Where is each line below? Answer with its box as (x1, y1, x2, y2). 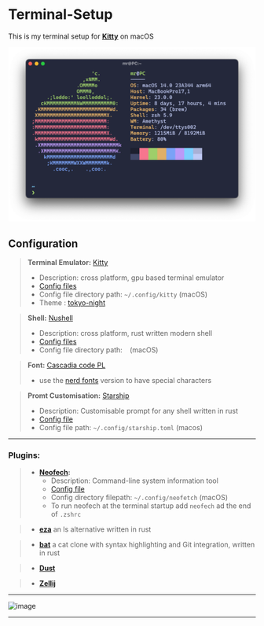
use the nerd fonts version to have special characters (38, 376, 212, 385)
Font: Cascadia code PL (27, 360, 106, 370)
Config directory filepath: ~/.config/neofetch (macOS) (50, 493, 229, 503)
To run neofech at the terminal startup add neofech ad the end (50, 501, 251, 510)
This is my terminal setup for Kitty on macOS (8, 31, 155, 41)
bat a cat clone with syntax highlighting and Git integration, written (38, 540, 255, 550)
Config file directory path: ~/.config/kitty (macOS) (38, 289, 208, 300)
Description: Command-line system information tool (50, 476, 218, 485)
